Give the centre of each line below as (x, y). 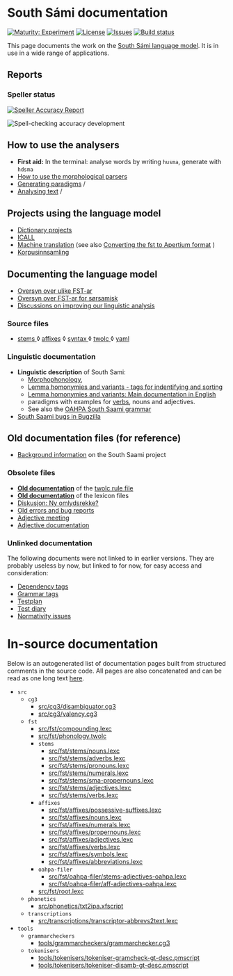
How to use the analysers (63, 145)
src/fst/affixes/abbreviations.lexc (96, 862)
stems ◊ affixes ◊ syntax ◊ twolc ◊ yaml (73, 339)
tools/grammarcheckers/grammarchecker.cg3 (104, 943)
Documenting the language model (82, 274)
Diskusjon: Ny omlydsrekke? (58, 503)
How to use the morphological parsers (72, 177)
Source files (28, 323)
